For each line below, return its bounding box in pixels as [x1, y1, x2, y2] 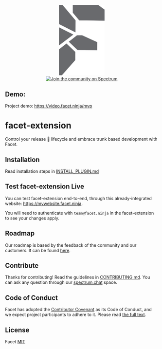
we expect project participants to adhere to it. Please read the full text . [5, 312, 146, 318]
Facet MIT [5, 338, 25, 345]
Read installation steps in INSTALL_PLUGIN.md [5, 168, 99, 174]
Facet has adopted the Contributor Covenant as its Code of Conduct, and [5, 307, 152, 312]
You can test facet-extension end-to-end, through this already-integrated [5, 195, 152, 201]
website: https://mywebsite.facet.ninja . [5, 201, 83, 206]
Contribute [5, 261, 39, 270]
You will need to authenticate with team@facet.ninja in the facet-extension [5, 210, 154, 216]
